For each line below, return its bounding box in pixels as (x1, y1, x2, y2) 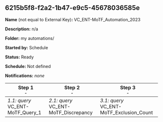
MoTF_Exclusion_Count (100, 109, 153, 116)
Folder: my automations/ (5, 35, 54, 41)
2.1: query (49, 97, 73, 104)
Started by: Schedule (5, 44, 49, 50)
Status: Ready (5, 54, 34, 60)
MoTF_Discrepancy (49, 109, 93, 116)
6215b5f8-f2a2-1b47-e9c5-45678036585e (5, 4, 140, 12)
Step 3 (120, 84, 136, 91)
